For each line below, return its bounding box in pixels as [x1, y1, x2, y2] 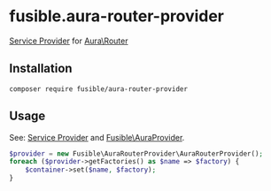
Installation [9, 61, 73, 76]
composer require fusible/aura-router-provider [9, 84, 189, 94]
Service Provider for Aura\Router [9, 35, 128, 46]
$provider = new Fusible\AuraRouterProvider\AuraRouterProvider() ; [9, 149, 264, 158]
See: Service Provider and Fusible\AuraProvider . [9, 132, 185, 142]
